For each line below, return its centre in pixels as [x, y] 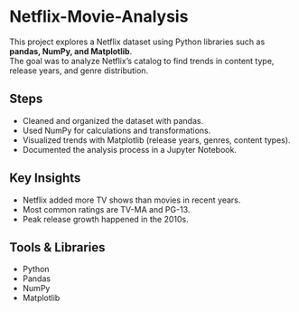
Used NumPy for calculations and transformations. [117, 130]
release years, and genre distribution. [79, 71]
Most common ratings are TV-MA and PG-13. [106, 209]
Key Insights [45, 178]
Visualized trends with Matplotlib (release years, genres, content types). [156, 140]
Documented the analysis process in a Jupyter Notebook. [130, 149]
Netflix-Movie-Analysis [99, 17]
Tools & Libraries [57, 247]
